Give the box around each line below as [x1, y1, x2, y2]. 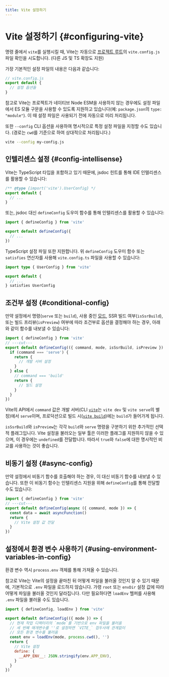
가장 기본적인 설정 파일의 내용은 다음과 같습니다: [5, 65, 100, 71]
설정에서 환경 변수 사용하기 [5, 544, 83, 553]
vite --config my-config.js [5, 140, 65, 145]
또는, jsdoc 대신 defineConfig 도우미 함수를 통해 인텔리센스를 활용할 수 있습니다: [5, 210, 164, 216]
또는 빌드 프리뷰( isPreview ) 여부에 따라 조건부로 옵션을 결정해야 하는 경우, [5, 319, 151, 325]
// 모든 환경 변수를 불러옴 [10, 630, 58, 635]
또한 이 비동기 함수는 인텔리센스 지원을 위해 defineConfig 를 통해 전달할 [20, 480, 160, 486]
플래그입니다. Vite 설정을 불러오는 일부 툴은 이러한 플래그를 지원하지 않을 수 [10, 430, 159, 436]
